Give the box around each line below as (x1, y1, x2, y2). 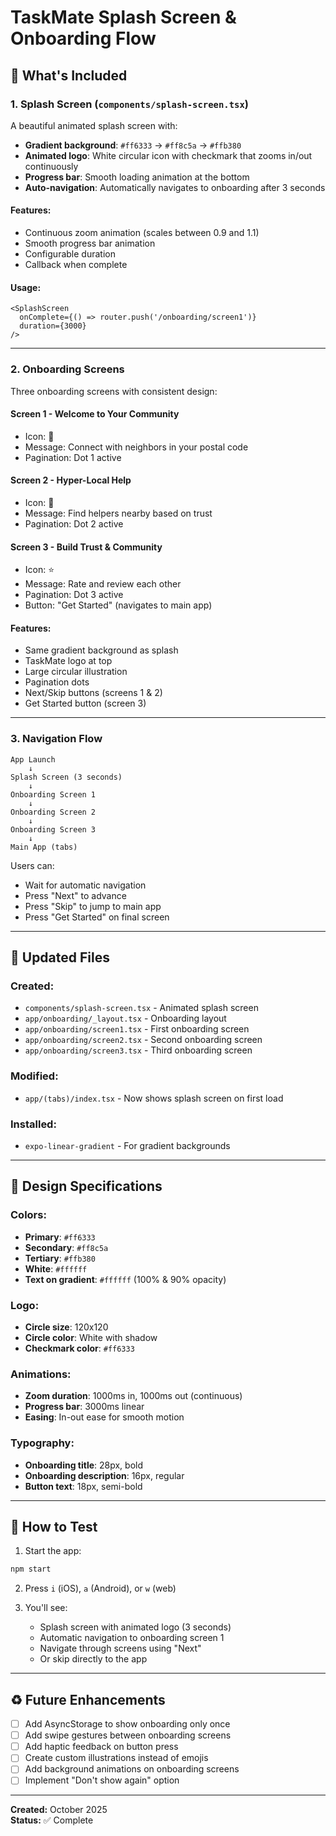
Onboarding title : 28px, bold (24, 1459, 144, 1471)
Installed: (10, 1117, 57, 1131)
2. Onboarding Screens (10, 362, 125, 376)
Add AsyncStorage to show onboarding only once (24, 1718, 231, 1730)
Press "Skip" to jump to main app (24, 900, 162, 912)
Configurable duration (24, 248, 116, 260)
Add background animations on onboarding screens (24, 1763, 240, 1775)
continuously (24, 160, 79, 172)
